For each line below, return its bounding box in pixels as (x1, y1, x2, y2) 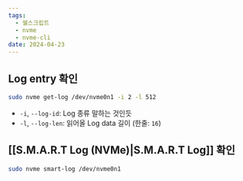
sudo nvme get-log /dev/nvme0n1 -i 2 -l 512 (8, 93, 156, 101)
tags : (8, 11, 26, 20)
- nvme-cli (15, 33, 51, 42)
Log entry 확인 (8, 72, 79, 85)
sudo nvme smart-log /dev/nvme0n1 (8, 164, 122, 173)
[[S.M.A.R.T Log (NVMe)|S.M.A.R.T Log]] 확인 (8, 143, 236, 157)
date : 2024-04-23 (8, 41, 65, 49)
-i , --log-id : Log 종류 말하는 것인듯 (19, 108, 132, 118)
